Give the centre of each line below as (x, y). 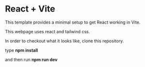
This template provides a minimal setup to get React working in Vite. (73, 22)
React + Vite (30, 9)
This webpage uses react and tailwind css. (48, 31)
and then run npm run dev (31, 59)
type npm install (22, 50)
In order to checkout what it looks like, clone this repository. (65, 41)
